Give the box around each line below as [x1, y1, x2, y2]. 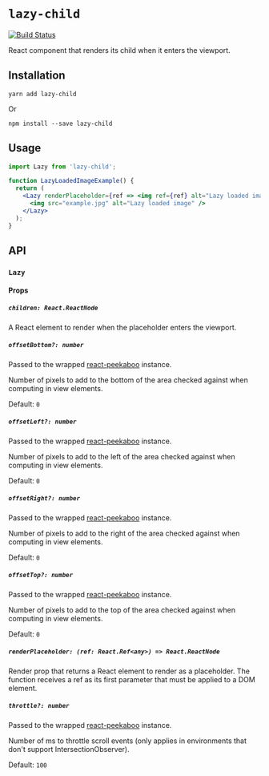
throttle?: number [8, 701, 70, 709]
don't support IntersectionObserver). [8, 745, 130, 754]
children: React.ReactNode [8, 304, 98, 313]
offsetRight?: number [8, 494, 81, 503]
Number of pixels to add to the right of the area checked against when [8, 528, 240, 539]
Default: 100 [8, 760, 47, 770]
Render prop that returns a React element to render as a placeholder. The [8, 666, 251, 676]
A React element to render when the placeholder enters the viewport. [8, 323, 237, 333]
